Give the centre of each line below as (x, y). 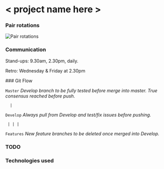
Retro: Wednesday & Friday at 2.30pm (45, 70)
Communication (26, 50)
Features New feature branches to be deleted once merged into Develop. (83, 133)
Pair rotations (23, 26)
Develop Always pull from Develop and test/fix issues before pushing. (78, 115)
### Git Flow (19, 81)
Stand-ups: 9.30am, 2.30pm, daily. (42, 61)
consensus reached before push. (40, 96)
